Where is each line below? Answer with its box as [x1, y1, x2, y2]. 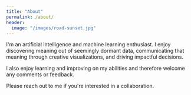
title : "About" [6, 8, 44, 15]
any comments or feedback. [6, 71, 75, 78]
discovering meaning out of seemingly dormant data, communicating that [6, 48, 185, 55]
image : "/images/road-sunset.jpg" [11, 25, 96, 31]
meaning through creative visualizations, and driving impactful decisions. [6, 53, 184, 60]
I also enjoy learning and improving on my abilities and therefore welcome [6, 65, 186, 72]
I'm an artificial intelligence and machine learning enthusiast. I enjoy [6, 41, 171, 48]
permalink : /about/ [6, 14, 54, 20]
